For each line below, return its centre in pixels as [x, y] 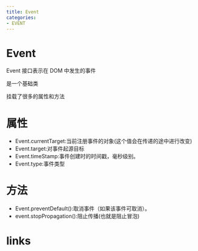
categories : [21, 18]
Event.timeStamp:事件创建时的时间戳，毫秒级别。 [77, 156]
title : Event [23, 12]
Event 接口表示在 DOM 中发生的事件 [51, 71]
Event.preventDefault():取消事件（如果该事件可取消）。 [82, 209]
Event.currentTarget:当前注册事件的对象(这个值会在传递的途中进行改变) [104, 141]
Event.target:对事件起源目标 [50, 149]
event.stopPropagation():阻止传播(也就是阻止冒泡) [77, 216]
